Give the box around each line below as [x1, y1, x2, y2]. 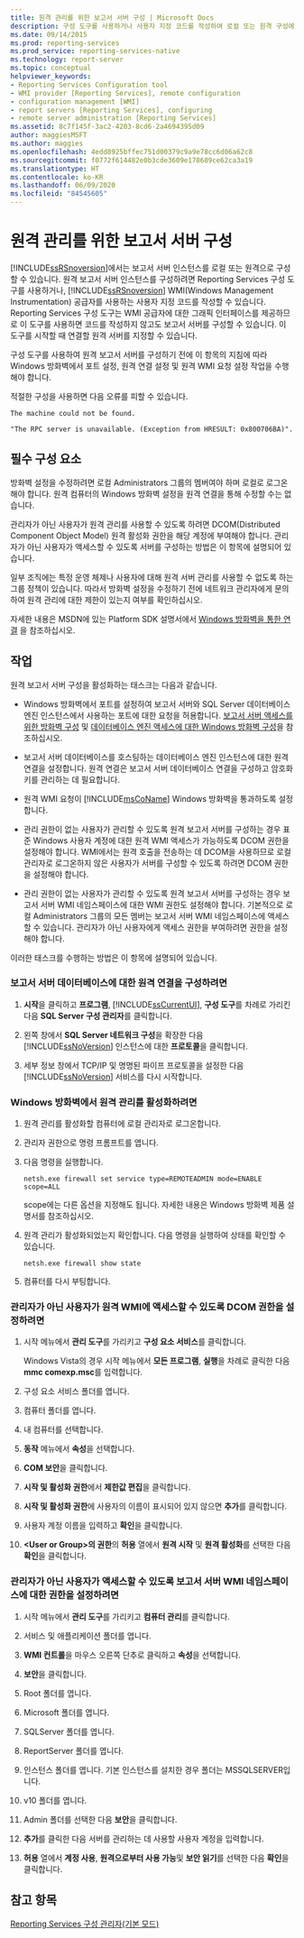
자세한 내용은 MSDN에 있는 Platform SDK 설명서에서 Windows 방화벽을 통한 [10, 613, 282, 624]
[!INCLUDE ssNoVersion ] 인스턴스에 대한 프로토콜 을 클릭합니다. [23, 1041, 249, 1052]
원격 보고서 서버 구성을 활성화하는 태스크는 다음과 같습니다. [10, 679, 217, 690]
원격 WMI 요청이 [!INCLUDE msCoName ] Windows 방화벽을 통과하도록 [23, 793, 277, 804]
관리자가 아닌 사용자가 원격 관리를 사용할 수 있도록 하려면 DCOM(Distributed [10, 519, 281, 529]
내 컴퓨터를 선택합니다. [23, 1424, 104, 1435]
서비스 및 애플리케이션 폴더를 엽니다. [23, 1630, 152, 1641]
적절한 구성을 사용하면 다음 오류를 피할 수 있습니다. [10, 390, 189, 401]
